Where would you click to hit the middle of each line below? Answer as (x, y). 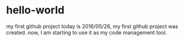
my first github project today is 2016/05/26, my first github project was (92, 26)
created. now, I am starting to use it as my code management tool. (87, 32)
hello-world (35, 10)
